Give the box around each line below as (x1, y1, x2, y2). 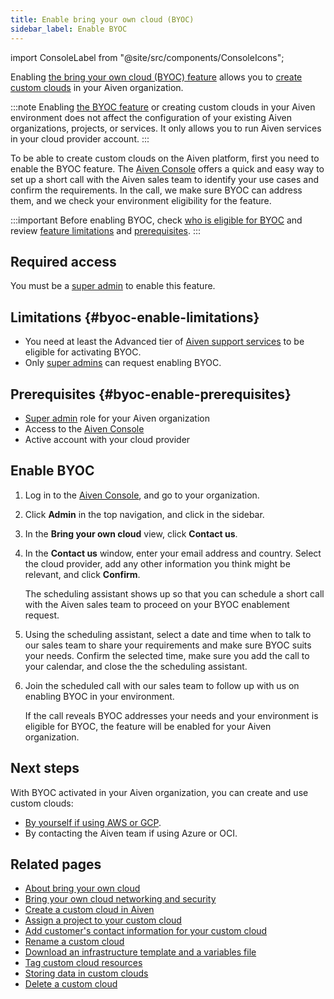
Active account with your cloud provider (24, 433, 191, 445)
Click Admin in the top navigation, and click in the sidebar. (24, 508, 265, 520)
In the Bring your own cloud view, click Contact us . (24, 527, 238, 540)
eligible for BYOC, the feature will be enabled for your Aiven (24, 720, 272, 732)
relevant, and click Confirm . (24, 568, 141, 580)
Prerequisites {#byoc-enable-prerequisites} (10, 386, 292, 403)
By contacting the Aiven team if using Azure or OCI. (24, 827, 238, 839)
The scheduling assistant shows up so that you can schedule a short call (24, 587, 325, 600)
